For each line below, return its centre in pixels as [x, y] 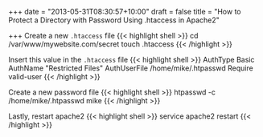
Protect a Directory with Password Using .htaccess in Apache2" [114, 20]
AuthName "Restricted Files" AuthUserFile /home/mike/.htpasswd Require [131, 68]
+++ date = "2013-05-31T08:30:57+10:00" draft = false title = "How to [125, 12]
